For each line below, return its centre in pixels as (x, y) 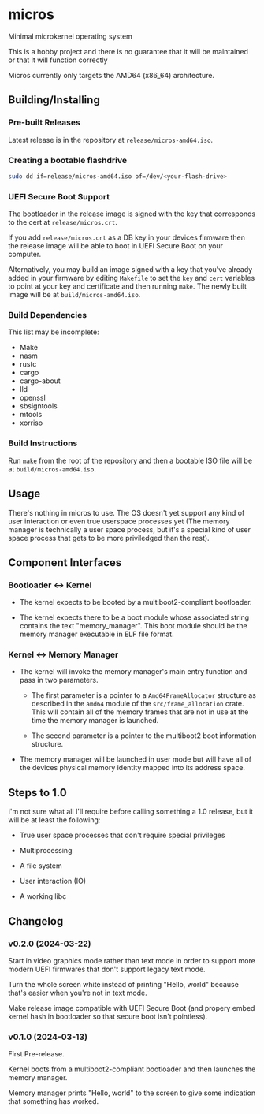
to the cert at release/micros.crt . (63, 222)
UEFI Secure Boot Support (59, 196)
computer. (25, 255)
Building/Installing (54, 100)
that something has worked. (54, 1101)
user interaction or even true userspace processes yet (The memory (119, 521)
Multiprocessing (46, 851)
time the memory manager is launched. (95, 721)
